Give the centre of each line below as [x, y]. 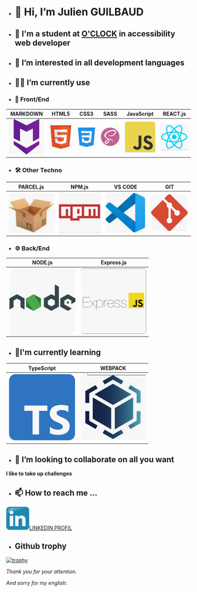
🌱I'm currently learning [58, 352]
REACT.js [174, 114]
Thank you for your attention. [42, 571]
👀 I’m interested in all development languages [99, 63]
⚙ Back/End [32, 248]
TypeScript [42, 368]
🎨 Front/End [32, 99]
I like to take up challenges [39, 474]
